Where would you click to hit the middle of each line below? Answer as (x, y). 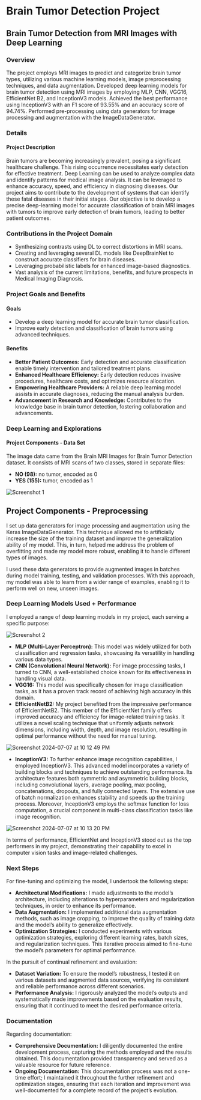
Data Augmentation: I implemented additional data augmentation (96, 912)
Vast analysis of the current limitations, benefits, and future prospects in (104, 272)
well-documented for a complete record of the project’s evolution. (96, 1090)
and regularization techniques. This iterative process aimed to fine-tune (103, 944)
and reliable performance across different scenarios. (80, 986)
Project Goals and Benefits (46, 294)
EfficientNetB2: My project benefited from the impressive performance (103, 703)
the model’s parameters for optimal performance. (76, 950)
